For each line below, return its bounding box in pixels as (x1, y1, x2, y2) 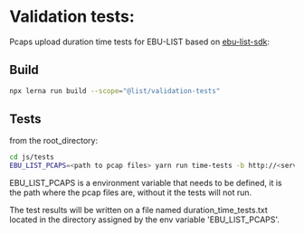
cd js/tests (9, 153, 54, 162)
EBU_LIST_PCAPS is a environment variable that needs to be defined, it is (9, 178, 282, 189)
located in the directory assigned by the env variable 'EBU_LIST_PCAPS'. (9, 214, 280, 225)
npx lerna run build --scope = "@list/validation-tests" (9, 86, 221, 96)
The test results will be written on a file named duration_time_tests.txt (9, 205, 269, 216)
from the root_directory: (9, 136, 98, 146)
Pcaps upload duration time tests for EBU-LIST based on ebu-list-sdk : (9, 36, 270, 47)
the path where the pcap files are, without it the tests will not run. (9, 187, 252, 198)
